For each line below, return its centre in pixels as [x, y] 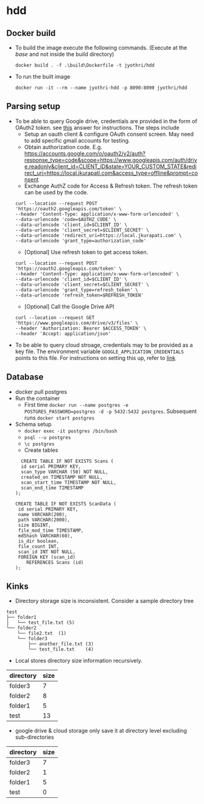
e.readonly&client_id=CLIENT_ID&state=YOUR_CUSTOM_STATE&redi [110, 166]
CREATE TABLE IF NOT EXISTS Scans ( [67, 461]
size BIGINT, [34, 525]
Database [25, 377]
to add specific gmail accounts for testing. [77, 140]
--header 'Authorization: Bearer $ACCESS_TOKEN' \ [81, 328]
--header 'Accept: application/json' [63, 333]
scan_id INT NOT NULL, [47, 552]
